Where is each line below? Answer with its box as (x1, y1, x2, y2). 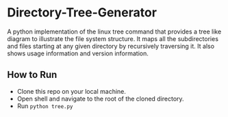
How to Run (7, 69, 58, 81)
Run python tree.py (16, 101, 73, 110)
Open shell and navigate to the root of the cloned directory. (16, 94, 184, 103)
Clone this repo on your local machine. (16, 87, 127, 95)
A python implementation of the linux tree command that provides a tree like (7, 27, 222, 36)
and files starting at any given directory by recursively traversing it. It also (7, 42, 214, 50)
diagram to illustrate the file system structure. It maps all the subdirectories (7, 34, 219, 42)
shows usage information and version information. (7, 49, 149, 57)
